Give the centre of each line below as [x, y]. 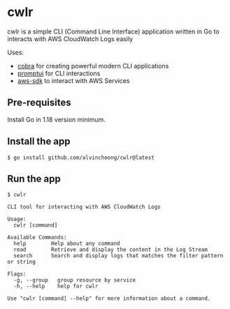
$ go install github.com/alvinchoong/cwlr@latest [81, 158]
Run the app [34, 179]
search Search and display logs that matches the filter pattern [118, 256]
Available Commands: [37, 238]
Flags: [17, 274]
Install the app [39, 141]
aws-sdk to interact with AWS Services [73, 80]
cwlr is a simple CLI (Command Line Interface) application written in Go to [114, 31]
